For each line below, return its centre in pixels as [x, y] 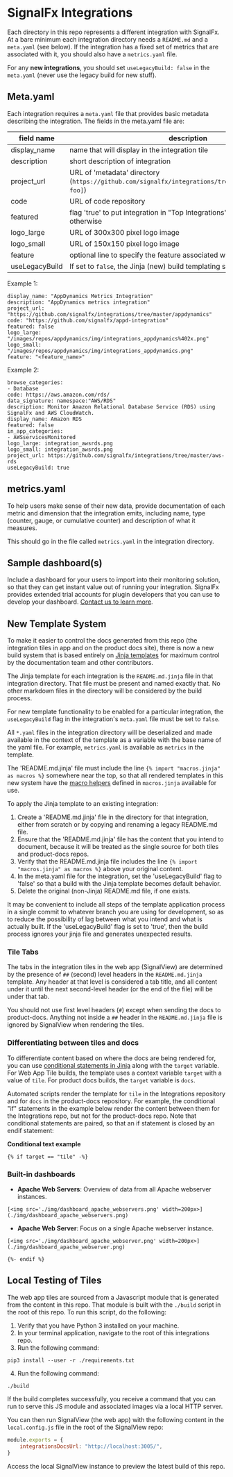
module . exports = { [35, 1439]
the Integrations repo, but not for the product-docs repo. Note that [102, 1116]
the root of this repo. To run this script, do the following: [87, 1312]
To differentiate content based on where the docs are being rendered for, [112, 1058]
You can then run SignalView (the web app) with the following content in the [115, 1419]
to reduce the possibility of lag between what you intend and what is [105, 919]
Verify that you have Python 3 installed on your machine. [98, 1326]
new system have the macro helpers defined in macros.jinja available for [112, 783]
